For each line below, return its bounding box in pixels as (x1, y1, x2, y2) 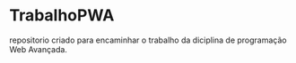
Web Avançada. (9, 43, 67, 54)
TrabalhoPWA (9, 5, 115, 26)
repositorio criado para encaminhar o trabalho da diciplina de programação (9, 35, 287, 45)
